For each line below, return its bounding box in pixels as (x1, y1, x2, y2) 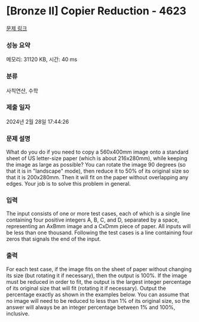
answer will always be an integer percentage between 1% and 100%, (6, 303, 176, 311)
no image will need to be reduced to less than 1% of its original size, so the (6, 297, 190, 304)
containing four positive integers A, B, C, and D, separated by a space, (6, 216, 179, 223)
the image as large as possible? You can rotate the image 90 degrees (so (6, 161, 186, 168)
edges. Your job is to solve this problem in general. (6, 180, 131, 188)
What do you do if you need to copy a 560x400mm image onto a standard (6, 148, 189, 156)
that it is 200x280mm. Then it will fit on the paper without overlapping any (6, 174, 189, 181)
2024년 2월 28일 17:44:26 (6, 118, 69, 125)
